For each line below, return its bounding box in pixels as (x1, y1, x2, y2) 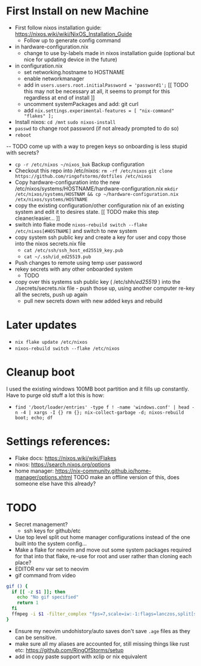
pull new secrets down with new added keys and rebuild (23, 297, 163, 304)
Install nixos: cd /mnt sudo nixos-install (14, 118, 116, 125)
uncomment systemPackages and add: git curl (23, 100, 139, 107)
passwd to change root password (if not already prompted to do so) (14, 125, 179, 132)
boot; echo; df (14, 414, 53, 420)
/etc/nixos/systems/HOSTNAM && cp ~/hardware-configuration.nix (14, 191, 179, 197)
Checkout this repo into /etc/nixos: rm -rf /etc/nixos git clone (14, 166, 173, 174)
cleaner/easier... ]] (14, 214, 60, 222)
